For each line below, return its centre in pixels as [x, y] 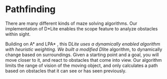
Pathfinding [30, 9]
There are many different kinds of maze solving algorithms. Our [71, 23]
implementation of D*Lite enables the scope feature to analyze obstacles [81, 28]
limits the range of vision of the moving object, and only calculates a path [82, 65]
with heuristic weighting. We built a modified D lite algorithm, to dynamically [84, 49]
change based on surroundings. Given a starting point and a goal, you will [82, 55]
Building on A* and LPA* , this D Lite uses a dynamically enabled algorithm [83, 44]
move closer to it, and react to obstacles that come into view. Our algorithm [83, 60]
